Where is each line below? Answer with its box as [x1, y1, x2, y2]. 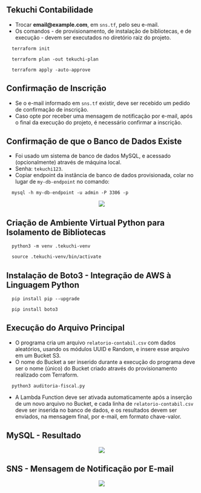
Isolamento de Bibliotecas [6, 227, 106, 237]
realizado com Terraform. [15, 371, 79, 378]
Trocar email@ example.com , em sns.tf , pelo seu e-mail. [15, 21, 159, 28]
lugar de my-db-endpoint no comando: [15, 178, 110, 186]
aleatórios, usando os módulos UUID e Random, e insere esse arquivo [15, 345, 189, 352]
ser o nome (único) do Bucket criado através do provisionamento [15, 364, 177, 372]
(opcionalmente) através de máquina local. [15, 159, 122, 166]
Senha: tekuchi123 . [15, 165, 63, 172]
